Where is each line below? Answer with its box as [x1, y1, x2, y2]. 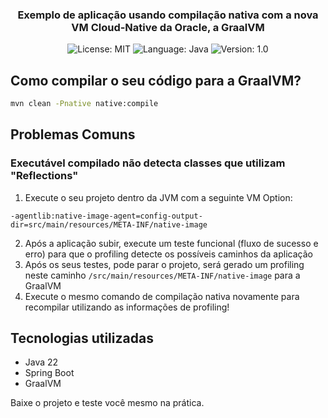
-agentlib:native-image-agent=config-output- [10, 211, 203, 221]
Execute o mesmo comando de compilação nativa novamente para [24, 290, 300, 302]
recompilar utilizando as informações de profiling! [24, 301, 230, 313]
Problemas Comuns [10, 126, 136, 143]
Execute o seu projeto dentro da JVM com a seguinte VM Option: [24, 191, 293, 203]
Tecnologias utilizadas [10, 330, 154, 347]
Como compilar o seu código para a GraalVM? [10, 72, 302, 89]
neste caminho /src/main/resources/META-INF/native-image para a [24, 269, 301, 281]
